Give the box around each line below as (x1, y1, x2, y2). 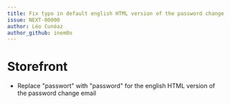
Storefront (7, 59, 68, 74)
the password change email (17, 89, 97, 97)
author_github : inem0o (7, 29, 73, 37)
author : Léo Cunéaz (7, 23, 64, 30)
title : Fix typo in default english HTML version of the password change (7, 10, 225, 17)
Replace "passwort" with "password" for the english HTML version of (17, 82, 216, 90)
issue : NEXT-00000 (7, 17, 60, 23)
